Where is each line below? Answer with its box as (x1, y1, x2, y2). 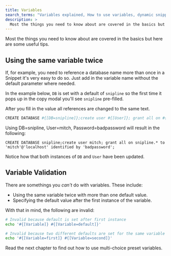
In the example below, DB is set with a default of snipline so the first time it (5, 90, 162, 97)
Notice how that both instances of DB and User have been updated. (5, 153, 145, 159)
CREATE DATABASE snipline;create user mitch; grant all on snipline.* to (5, 140, 165, 145)
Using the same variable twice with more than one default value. (12, 192, 148, 198)
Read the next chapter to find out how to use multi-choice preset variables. (5, 245, 163, 251)
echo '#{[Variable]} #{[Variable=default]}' (5, 222, 101, 227)
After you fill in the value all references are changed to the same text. (5, 106, 150, 112)
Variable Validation (5, 168, 67, 177)
